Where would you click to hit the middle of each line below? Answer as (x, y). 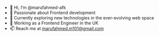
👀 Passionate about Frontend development (53, 13)
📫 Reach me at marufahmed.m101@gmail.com (57, 28)
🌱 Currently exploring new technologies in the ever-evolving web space (82, 18)
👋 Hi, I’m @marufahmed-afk (38, 8)
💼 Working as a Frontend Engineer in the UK (54, 23)
